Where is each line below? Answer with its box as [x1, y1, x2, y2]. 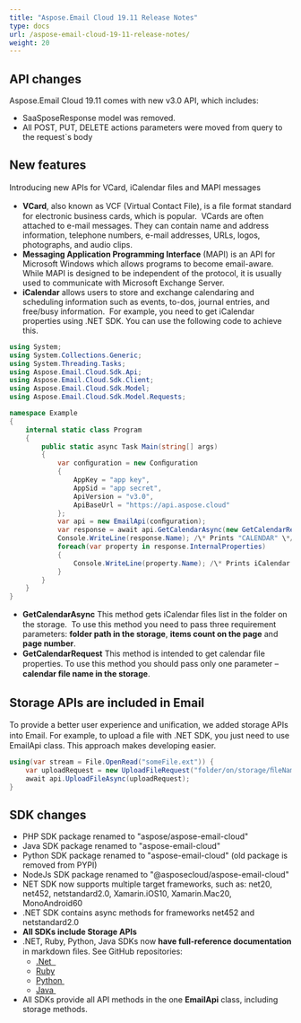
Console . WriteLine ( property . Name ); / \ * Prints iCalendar [73, 558, 291, 568]
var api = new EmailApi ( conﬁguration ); [56, 517, 206, 526]
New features [9, 158, 87, 173]
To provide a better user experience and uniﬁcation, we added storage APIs [9, 719, 288, 730]
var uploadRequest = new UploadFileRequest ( [25, 765, 194, 774]
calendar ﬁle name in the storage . [21, 669, 150, 679]
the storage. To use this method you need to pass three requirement [21, 619, 277, 630]
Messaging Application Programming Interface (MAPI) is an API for [21, 249, 276, 259]
